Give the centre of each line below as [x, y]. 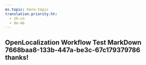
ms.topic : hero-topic [27, 9]
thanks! [17, 58]
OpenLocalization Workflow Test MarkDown [73, 42]
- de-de [17, 23]
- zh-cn [17, 18]
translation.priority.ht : [31, 14]
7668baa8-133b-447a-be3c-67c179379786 [73, 50]
